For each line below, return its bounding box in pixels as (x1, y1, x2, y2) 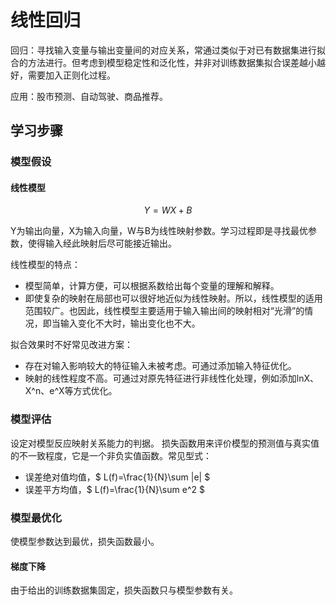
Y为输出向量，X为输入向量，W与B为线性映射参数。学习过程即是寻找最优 (10, 225, 309, 237)
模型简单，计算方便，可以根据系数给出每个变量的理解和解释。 (24, 280, 280, 292)
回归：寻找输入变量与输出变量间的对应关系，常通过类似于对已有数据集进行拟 (10, 44, 326, 56)
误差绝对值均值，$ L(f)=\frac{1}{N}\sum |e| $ (24, 471, 211, 483)
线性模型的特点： (10, 259, 81, 271)
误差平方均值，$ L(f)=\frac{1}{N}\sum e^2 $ (24, 483, 205, 495)
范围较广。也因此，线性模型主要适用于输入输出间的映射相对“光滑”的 (24, 305, 305, 317)
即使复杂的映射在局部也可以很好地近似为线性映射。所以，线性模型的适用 (24, 292, 323, 305)
